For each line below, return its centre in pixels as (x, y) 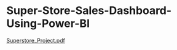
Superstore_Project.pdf (36, 40)
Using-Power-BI (48, 23)
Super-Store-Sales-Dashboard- (89, 11)
